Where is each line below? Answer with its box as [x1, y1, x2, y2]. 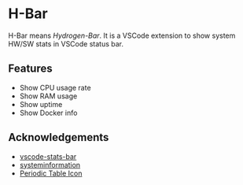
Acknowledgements [8, 131, 109, 144]
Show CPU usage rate [19, 83, 92, 92]
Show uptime [19, 99, 63, 109]
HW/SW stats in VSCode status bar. [8, 39, 124, 48]
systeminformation [19, 160, 81, 169]
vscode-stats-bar [19, 151, 77, 161]
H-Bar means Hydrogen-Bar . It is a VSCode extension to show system [8, 31, 236, 40]
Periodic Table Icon [19, 168, 83, 178]
